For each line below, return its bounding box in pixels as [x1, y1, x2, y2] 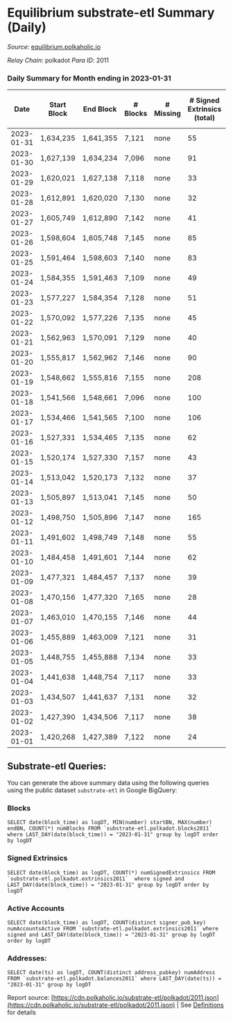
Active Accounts [7, 903, 64, 913]
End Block [83, 104, 117, 114]
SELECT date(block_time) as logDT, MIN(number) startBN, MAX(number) [7, 819, 213, 826]
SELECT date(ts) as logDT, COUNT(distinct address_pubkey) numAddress [7, 969, 216, 976]
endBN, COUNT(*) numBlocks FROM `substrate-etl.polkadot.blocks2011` [7, 825, 213, 832]
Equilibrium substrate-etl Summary [7, 5, 215, 21]
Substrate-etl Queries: [7, 760, 107, 772]
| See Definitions [176, 1001, 224, 1010]
